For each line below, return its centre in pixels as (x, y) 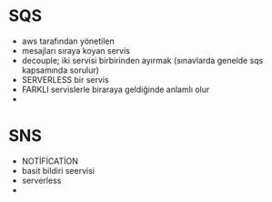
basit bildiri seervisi (58, 170)
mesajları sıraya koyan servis (76, 50)
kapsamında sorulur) (60, 70)
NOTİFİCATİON (50, 161)
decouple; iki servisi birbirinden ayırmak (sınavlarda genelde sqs (142, 60)
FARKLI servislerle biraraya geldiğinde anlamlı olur (116, 89)
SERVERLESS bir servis (65, 79)
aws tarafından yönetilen (68, 41)
